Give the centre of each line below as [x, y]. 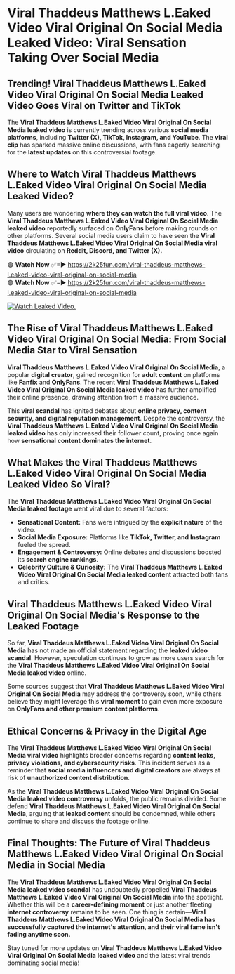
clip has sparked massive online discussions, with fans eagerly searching [114, 145]
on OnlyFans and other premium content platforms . [83, 709]
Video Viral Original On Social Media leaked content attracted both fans [123, 574]
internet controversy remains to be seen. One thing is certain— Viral [106, 912]
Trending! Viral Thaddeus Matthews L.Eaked [107, 83]
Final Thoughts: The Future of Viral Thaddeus [109, 843]
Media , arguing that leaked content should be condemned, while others [112, 814]
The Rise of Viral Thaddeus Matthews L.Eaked [110, 328]
